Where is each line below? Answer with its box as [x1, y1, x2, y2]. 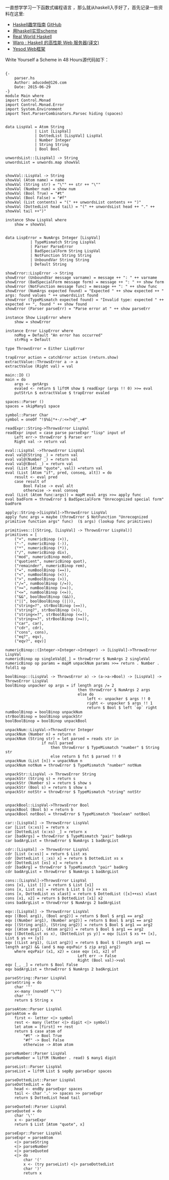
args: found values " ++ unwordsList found [5, 293, 99, 298]
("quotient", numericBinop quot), [14, 559, 87, 564]
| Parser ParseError [30, 244, 73, 249]
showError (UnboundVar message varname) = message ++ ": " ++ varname [5, 275, 157, 280]
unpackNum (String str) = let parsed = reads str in [5, 736, 119, 741]
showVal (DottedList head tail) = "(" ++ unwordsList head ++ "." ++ [5, 204, 155, 209]
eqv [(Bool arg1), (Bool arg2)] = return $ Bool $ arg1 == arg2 [5, 913, 144, 919]
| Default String [30, 262, 67, 267]
